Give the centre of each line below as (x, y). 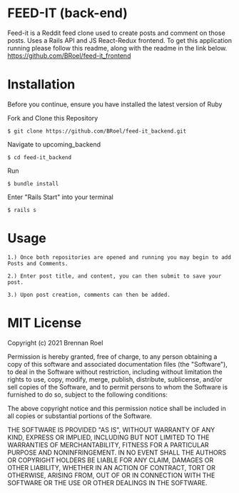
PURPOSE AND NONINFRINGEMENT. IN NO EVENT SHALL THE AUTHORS (117, 452)
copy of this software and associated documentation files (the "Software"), (118, 364)
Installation (41, 85)
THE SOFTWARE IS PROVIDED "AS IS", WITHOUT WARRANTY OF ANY (111, 430)
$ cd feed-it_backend (40, 157)
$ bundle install (33, 183)
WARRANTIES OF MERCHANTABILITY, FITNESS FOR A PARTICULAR (108, 444)
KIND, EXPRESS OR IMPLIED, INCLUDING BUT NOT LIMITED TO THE (108, 437)
